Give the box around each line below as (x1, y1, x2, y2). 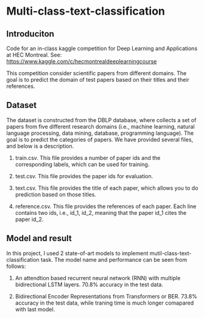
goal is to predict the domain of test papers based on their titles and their (6, 76, 190, 83)
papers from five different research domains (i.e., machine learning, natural (6, 123, 195, 130)
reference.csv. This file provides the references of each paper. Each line (15, 203, 197, 210)
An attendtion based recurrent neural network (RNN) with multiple (15, 274, 181, 281)
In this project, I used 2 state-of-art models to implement (6, 249, 149, 257)
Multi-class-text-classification (6, 4, 166, 18)
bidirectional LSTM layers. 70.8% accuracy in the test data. (15, 281, 163, 288)
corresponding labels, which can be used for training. (15, 161, 150, 168)
